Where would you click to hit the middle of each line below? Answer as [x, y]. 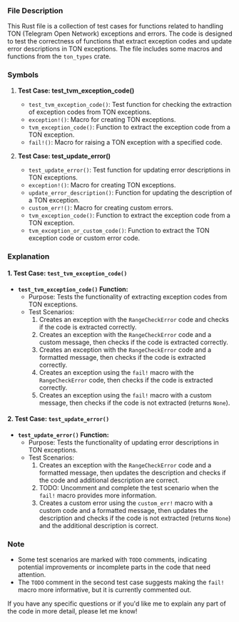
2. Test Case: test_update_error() [58, 419]
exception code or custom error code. [84, 238]
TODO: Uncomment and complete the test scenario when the [129, 487]
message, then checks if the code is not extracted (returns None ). [134, 403]
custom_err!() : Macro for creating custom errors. [101, 207]
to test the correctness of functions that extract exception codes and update [119, 41]
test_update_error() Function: [63, 435]
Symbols [23, 75]
